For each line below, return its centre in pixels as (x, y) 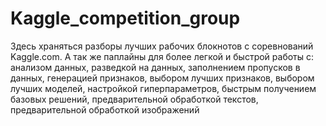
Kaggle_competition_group (125, 18)
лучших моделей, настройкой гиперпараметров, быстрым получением (163, 88)
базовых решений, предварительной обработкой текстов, (134, 99)
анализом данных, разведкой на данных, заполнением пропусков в (155, 67)
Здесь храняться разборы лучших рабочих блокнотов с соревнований (162, 46)
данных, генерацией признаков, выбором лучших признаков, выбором (162, 78)
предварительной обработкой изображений (105, 109)
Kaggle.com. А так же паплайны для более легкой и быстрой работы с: (162, 56)
